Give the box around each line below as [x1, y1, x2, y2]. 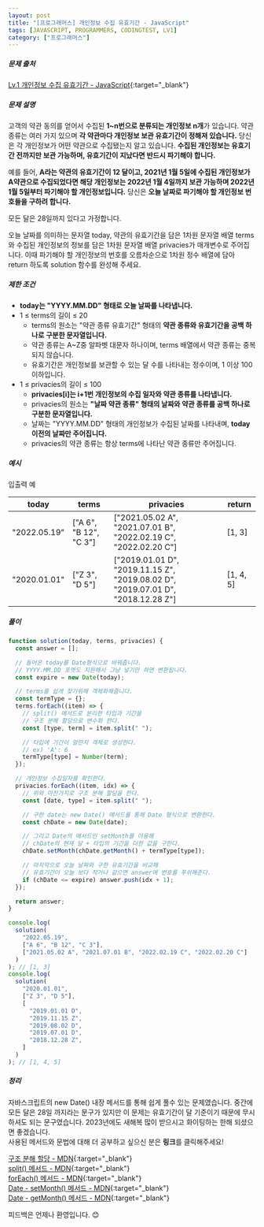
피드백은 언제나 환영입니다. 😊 [8, 1210, 100, 1219]
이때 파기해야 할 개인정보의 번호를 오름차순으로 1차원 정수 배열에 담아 [24, 250, 236, 260]
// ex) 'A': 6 [22, 745, 68, 753]
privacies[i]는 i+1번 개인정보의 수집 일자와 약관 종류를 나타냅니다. [31, 389, 233, 399]
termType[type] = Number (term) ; [22, 753, 128, 761]
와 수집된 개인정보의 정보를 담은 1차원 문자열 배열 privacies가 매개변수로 [8, 240, 229, 250]
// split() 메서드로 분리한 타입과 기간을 [22, 710, 142, 718]
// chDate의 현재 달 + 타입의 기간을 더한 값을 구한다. [22, 840, 181, 848]
